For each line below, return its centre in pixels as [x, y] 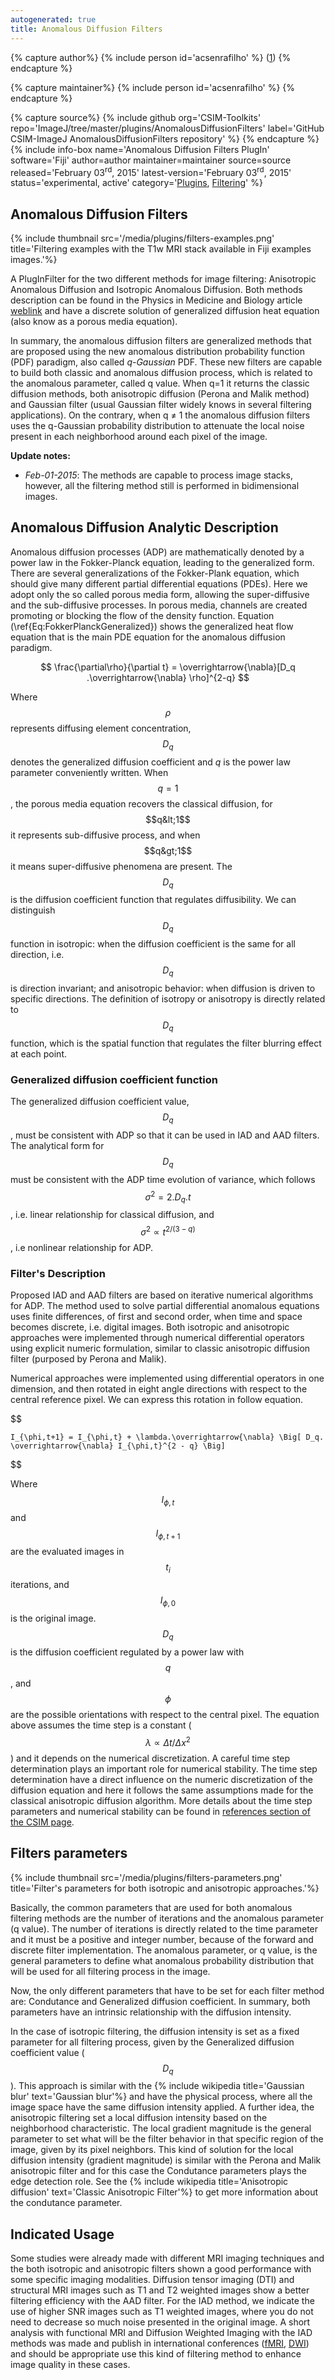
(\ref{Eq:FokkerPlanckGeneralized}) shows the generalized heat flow [152, 626]
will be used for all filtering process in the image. [110, 1971]
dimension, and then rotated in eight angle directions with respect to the [159, 1389]
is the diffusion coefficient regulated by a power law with [127, 1652]
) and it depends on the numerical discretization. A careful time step [150, 1758]
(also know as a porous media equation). [94, 321]
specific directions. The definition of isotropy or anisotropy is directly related [168, 998]
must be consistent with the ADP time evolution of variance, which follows [163, 1179]
